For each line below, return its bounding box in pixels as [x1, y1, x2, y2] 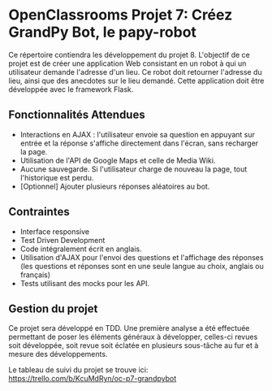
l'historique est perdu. [19, 172, 94, 182]
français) [19, 270, 51, 280]
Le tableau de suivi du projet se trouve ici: [8, 365, 149, 375]
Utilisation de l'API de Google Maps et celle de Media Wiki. [19, 155, 216, 165]
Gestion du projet [8, 302, 98, 315]
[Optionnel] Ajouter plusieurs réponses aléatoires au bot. [19, 181, 210, 191]
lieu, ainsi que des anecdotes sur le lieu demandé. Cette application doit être [8, 76, 265, 85]
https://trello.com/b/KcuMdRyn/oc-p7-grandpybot [8, 374, 177, 384]
